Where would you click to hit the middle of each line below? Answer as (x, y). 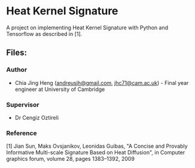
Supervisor (23, 105)
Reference (22, 133)
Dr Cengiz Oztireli (36, 117)
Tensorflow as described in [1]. (44, 33)
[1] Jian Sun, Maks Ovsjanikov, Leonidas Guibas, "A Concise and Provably (97, 146)
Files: (16, 53)
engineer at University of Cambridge (60, 89)
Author (17, 70)
